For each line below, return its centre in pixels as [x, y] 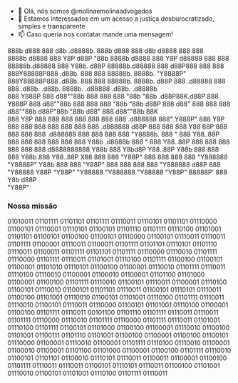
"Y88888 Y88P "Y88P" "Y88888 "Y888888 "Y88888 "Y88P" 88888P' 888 [118, 172]
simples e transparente [51, 26]
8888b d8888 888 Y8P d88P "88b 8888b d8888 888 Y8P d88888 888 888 [118, 58]
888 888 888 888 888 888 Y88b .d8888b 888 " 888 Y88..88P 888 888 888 [119, 142]
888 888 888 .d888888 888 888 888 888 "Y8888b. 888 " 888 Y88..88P [113, 134]
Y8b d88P [22, 180]
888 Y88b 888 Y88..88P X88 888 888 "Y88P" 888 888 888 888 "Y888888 [118, 157]
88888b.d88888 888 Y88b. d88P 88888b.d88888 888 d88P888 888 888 [116, 66]
